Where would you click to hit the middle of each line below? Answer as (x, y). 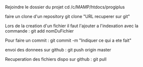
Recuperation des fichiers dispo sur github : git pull (56, 59)
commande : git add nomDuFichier (39, 31)
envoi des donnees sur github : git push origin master (58, 50)
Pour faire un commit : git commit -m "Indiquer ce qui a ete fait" (68, 40)
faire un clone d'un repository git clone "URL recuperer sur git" (68, 16)
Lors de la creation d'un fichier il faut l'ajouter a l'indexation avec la (72, 26)
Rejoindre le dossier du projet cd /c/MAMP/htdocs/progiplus (65, 7)
